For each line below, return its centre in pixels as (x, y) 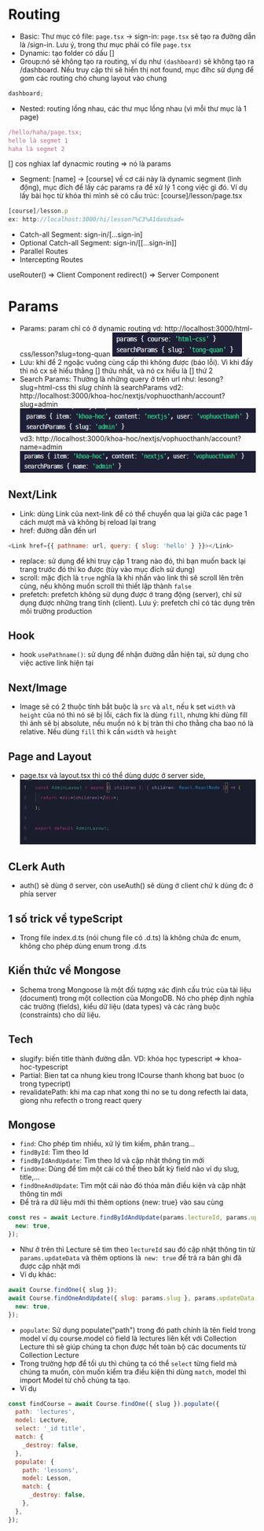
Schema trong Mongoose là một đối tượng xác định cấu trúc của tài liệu (135, 990)
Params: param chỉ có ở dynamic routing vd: (91, 329)
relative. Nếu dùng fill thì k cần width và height (98, 732)
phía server (38, 894)
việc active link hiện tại (57, 663)
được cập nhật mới (50, 1266)
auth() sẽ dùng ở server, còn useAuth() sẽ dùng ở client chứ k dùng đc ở (136, 886)
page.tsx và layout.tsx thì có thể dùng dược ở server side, (112, 776)
